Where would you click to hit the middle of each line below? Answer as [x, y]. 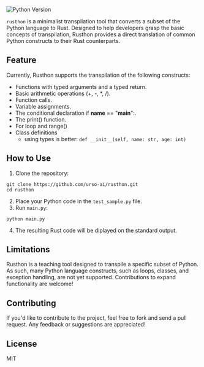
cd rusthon [20, 190]
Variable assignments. [43, 106]
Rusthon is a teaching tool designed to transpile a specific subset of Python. [103, 265]
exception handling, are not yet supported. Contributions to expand [91, 277]
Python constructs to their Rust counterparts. [63, 41]
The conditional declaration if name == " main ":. [76, 113]
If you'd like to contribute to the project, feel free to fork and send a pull [96, 318]
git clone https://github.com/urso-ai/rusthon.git [72, 184]
